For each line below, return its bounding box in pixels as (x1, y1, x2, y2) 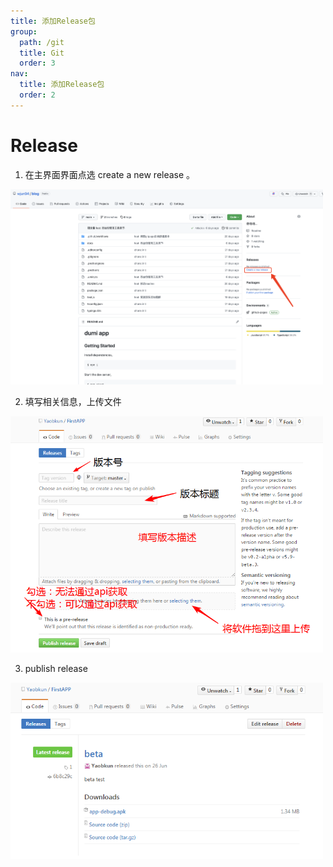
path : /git (19, 37, 65, 47)
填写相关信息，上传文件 (24, 395, 122, 407)
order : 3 (19, 58, 56, 69)
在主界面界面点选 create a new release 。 (24, 168, 196, 180)
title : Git (19, 48, 65, 58)
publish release (24, 663, 88, 675)
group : (10, 26, 38, 37)
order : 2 (19, 90, 56, 100)
